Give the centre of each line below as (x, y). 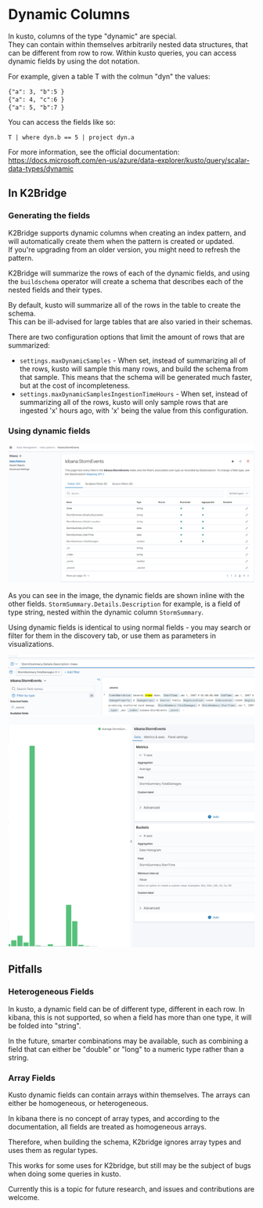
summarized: (29, 345)
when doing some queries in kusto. (65, 1173)
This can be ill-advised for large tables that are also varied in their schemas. (130, 321)
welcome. (24, 1197)
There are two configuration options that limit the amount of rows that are (126, 337)
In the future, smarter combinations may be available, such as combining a (128, 1041)
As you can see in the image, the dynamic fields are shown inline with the (126, 595)
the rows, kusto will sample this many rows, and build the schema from (134, 369)
